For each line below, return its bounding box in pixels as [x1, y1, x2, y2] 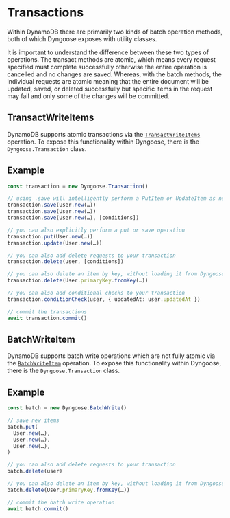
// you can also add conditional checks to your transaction [7, 290, 186, 297]
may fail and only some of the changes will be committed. [7, 91, 170, 100]
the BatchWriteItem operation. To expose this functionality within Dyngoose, [7, 359, 221, 368]
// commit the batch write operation [7, 499, 115, 506]
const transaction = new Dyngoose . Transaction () [7, 183, 149, 190]
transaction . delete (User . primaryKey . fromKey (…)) [7, 277, 149, 284]
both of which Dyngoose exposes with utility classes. [7, 34, 157, 43]
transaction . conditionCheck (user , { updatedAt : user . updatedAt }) [7, 295, 201, 303]
